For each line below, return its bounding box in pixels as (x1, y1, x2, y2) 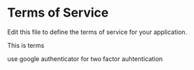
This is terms (7, 41, 45, 49)
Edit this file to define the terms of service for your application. (7, 28, 187, 36)
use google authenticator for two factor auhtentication (7, 54, 163, 63)
